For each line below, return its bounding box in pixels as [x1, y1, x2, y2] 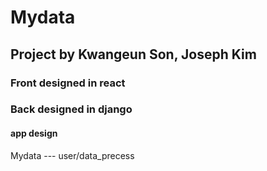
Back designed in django [10, 102, 133, 116]
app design [10, 127, 58, 140]
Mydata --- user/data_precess [10, 149, 135, 161]
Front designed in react [10, 76, 126, 90]
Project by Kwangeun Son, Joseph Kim [10, 46, 257, 63]
